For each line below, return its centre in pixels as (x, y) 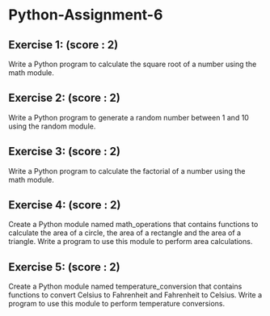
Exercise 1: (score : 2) (63, 45)
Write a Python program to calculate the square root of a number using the (133, 64)
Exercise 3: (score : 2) (65, 152)
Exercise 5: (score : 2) (64, 267)
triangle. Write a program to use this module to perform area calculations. (131, 242)
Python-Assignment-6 (86, 15)
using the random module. (52, 126)
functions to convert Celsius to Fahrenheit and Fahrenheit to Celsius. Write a (135, 295)
